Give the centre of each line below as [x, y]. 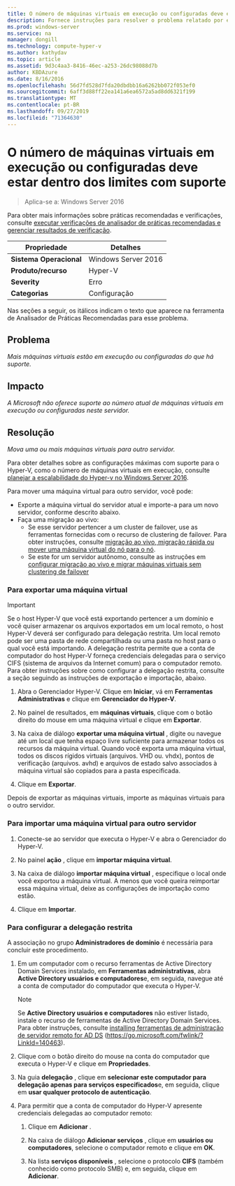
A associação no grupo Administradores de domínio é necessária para [110, 943]
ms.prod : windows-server [43, 27]
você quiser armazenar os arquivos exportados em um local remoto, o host [115, 626]
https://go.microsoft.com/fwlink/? [155, 1035]
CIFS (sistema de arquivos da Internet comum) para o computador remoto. [115, 663]
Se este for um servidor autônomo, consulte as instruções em [117, 557]
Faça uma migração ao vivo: [58, 520]
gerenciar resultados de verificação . [59, 230]
